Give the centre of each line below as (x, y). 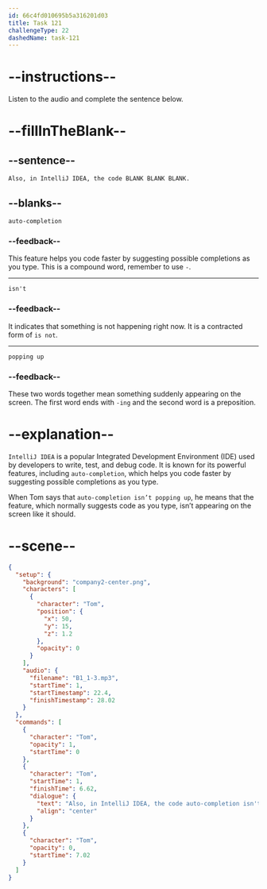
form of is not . (33, 334)
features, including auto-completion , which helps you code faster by (120, 473)
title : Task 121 (35, 23)
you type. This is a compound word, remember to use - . (100, 267)
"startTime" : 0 (54, 752)
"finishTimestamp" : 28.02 (72, 700)
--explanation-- (61, 435)
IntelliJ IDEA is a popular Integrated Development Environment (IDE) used (132, 456)
